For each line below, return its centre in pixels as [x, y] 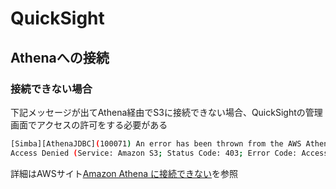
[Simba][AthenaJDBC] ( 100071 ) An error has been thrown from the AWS [156, 143]
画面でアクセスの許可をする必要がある [89, 124]
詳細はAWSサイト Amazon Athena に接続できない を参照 [124, 173]
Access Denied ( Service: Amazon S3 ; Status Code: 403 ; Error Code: [154, 153]
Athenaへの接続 [60, 57]
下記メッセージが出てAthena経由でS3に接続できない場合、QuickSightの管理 [166, 112]
